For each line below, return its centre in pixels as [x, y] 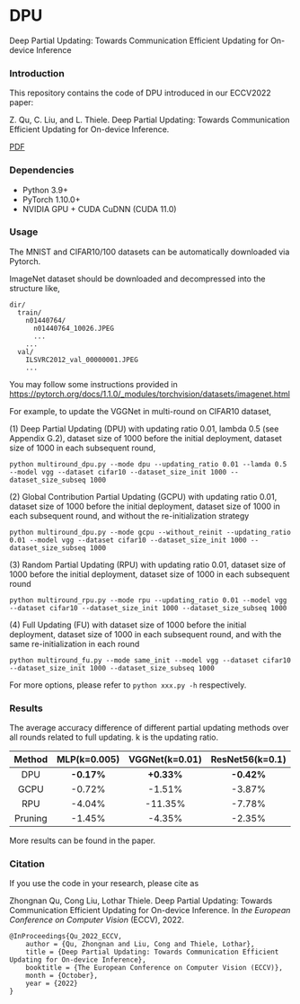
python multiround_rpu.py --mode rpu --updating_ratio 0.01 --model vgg [148, 600]
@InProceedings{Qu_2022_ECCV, [66, 937]
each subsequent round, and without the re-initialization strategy [129, 515]
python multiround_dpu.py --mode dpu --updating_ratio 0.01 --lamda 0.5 [148, 464]
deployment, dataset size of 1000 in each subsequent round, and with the [146, 634]
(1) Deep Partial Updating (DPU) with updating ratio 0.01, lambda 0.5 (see [144, 429]
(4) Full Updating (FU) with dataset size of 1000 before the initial [128, 625]
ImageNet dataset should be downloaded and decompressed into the [137, 279]
